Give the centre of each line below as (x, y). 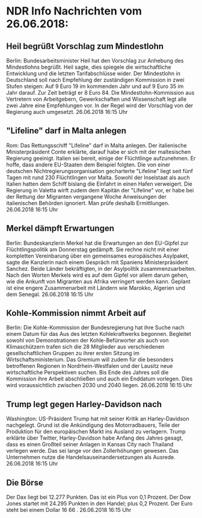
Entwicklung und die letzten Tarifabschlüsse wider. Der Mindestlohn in (93, 73)
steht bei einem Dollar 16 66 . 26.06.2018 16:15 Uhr (69, 510)
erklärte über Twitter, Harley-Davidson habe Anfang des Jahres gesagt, (95, 438)
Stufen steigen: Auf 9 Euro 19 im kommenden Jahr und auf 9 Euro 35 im (95, 86)
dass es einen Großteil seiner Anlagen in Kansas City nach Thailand (90, 444)
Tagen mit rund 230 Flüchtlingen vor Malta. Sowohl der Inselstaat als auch (98, 177)
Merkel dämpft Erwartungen (60, 228)
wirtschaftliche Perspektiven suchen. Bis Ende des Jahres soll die (87, 373)
